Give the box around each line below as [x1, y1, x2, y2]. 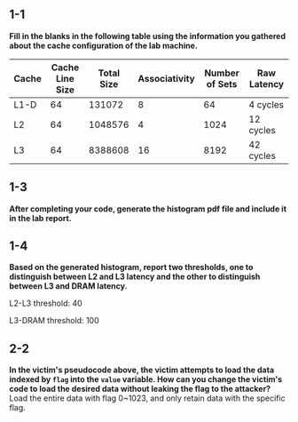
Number [203, 67, 239, 79]
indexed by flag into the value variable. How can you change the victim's [9, 374, 283, 385]
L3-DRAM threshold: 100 [9, 315, 99, 326]
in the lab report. [9, 212, 73, 223]
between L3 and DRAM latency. [9, 281, 128, 291]
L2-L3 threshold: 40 [9, 298, 82, 309]
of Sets [206, 77, 238, 90]
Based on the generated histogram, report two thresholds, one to [9, 262, 254, 273]
